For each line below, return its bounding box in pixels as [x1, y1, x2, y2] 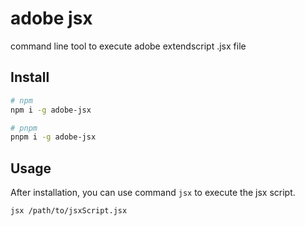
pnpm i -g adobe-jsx [10, 132, 97, 142]
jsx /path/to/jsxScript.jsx [10, 206, 128, 216]
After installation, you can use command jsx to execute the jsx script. [10, 187, 296, 199]
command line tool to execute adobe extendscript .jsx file [10, 40, 247, 52]
